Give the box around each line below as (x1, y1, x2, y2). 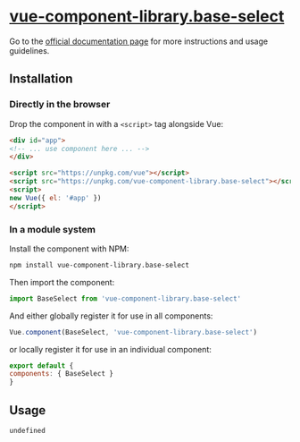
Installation (9, 72, 73, 87)
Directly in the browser (9, 98, 111, 111)
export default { (9, 361, 74, 370)
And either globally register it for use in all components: (9, 310, 213, 321)
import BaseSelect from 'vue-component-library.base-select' (9, 293, 242, 303)
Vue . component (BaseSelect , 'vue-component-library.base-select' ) (9, 327, 257, 336)
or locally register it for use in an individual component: (9, 344, 212, 354)
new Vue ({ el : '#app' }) (9, 193, 102, 202)
